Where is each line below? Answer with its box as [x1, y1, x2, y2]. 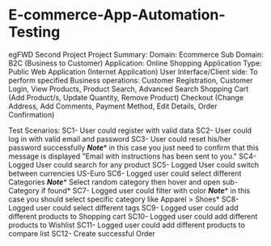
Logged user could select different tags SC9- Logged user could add [8, 202, 239, 212]
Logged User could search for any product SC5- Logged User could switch [8, 159, 259, 169]
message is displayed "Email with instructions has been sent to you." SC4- [8, 151, 257, 161]
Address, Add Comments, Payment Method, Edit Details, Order [8, 101, 218, 111]
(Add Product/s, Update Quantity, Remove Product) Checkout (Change [8, 92, 244, 102]
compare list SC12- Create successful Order [8, 228, 155, 238]
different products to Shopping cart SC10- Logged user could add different [8, 211, 258, 221]
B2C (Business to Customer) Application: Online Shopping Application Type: [8, 58, 262, 68]
